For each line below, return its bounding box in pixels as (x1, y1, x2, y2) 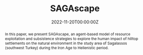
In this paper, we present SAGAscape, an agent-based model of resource (4, 31, 131, 37)
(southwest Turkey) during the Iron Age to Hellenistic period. (4, 45, 109, 50)
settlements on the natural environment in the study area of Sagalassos (4, 40, 127, 46)
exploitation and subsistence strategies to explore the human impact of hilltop (4, 36, 139, 41)
